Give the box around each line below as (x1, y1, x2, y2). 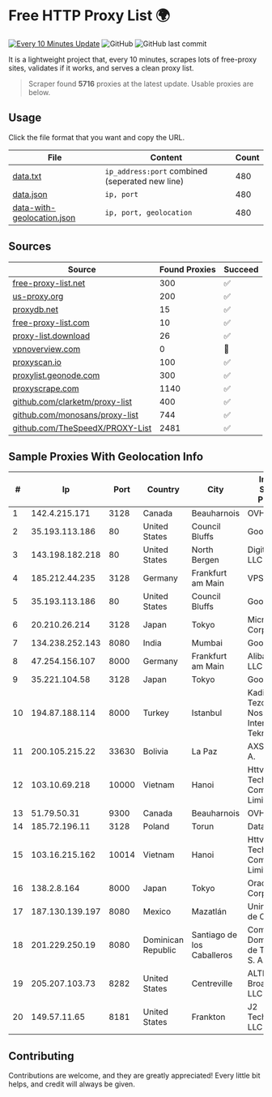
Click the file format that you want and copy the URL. (8, 132, 185, 142)
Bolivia (142, 746, 168, 757)
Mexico (142, 906, 172, 917)
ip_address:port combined (104, 165, 208, 177)
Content (150, 152, 183, 163)
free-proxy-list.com (12, 317, 91, 328)
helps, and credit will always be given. (8, 1079, 135, 1089)
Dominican (142, 934, 185, 945)
